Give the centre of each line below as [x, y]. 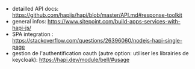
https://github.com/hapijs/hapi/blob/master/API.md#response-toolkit [97, 15]
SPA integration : [32, 34]
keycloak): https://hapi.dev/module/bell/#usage [71, 60]
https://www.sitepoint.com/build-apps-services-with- [114, 21]
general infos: [29, 21]
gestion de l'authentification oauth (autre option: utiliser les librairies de [100, 53]
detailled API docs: [35, 9]
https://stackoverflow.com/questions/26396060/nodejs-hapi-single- [97, 40]
